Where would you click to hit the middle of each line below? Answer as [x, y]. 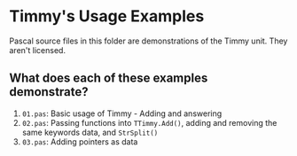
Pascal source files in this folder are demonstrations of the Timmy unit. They [148, 41]
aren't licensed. [38, 50]
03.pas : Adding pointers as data [80, 141]
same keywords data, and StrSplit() [90, 132]
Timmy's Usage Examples [107, 16]
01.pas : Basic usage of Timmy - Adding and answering [122, 113]
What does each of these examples [109, 78]
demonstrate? [49, 92]
